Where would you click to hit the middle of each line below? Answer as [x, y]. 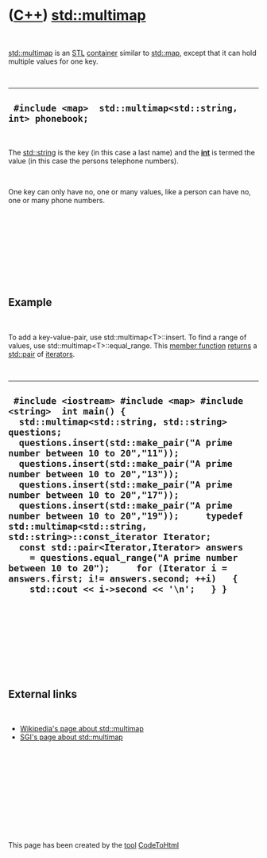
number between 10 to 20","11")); [94, 453]
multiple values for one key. [53, 61]
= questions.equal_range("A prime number [133, 557]
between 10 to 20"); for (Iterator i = [118, 568]
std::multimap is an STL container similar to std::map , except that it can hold [132, 53]
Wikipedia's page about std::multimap [82, 729]
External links [43, 694]
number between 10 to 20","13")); [94, 474]
